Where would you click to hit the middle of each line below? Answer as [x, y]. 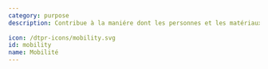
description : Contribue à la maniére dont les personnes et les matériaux [135, 23]
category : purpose [39, 15]
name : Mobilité [33, 52]
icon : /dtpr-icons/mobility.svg [62, 38]
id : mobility [30, 45]
